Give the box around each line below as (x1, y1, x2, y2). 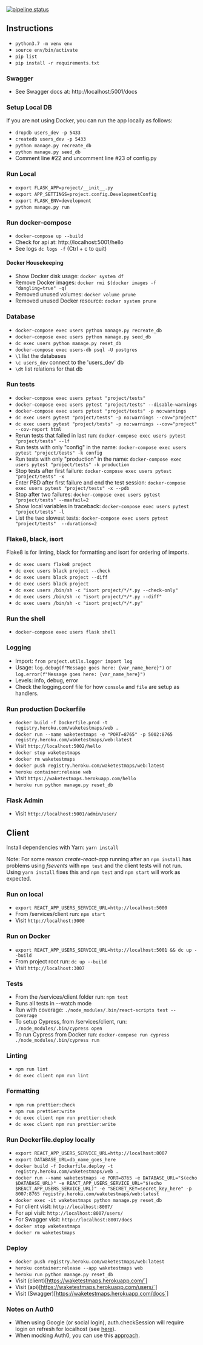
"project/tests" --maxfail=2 (15, 497, 89, 503)
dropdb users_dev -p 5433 (15, 130, 81, 136)
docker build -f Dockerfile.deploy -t (15, 1163, 113, 1169)
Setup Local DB (6, 103, 53, 112)
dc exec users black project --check (15, 568, 111, 575)
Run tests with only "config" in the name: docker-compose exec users (15, 443, 187, 450)
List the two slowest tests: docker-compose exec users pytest (15, 514, 168, 522)
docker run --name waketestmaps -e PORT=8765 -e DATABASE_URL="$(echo (15, 1175, 198, 1181)
